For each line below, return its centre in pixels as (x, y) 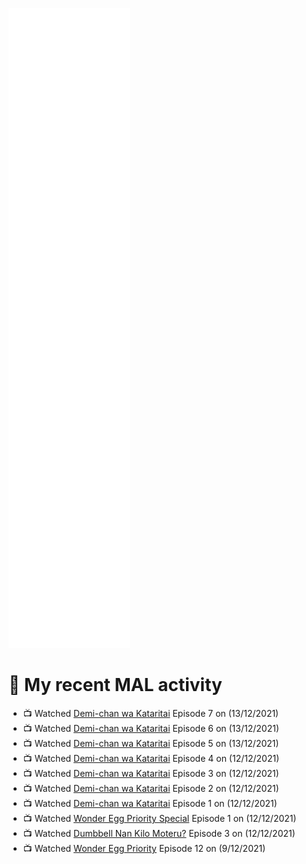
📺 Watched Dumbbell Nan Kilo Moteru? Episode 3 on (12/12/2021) (159, 833)
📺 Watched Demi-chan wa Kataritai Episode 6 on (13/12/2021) (151, 728)
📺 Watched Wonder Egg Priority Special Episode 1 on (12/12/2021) (159, 818)
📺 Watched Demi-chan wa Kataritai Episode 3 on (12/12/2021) (151, 773)
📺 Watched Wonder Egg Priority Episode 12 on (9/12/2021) (144, 848)
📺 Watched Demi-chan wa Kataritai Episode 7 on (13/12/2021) (151, 713)
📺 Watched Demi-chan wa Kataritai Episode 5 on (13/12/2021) (151, 743)
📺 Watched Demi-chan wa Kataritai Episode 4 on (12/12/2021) (151, 758)
